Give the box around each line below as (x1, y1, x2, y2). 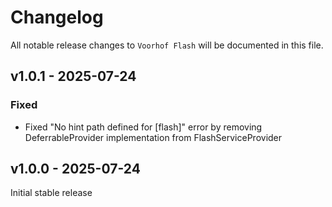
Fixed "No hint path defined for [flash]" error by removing (24, 121, 263, 133)
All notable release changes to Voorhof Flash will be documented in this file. (10, 39, 324, 51)
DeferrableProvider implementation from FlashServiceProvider (24, 131, 283, 143)
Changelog (10, 6, 104, 29)
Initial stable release (10, 187, 93, 199)
